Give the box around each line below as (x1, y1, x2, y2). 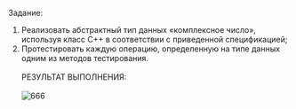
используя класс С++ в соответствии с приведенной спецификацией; (20, 35, 288, 44)
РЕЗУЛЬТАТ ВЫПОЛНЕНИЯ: (20, 72, 127, 82)
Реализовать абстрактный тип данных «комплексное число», (20, 25, 257, 35)
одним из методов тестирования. (20, 53, 148, 63)
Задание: (8, 8, 44, 18)
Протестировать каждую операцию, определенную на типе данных (20, 43, 281, 54)
